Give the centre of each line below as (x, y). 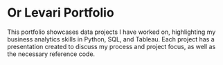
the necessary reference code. (51, 54)
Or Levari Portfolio (61, 13)
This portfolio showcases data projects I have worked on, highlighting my (111, 32)
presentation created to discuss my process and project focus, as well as (111, 46)
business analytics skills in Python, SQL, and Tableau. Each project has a (111, 39)
